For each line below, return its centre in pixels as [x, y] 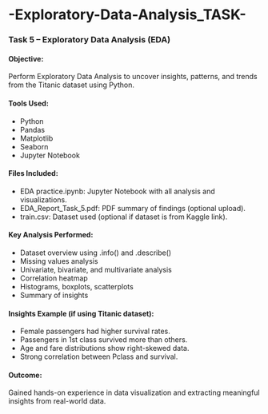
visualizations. [44, 199]
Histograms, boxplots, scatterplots [76, 286]
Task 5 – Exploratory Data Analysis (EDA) [89, 40]
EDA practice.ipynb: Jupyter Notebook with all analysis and [118, 191]
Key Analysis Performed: [51, 235]
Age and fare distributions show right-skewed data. [104, 348]
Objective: [26, 58]
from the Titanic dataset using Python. [71, 85]
